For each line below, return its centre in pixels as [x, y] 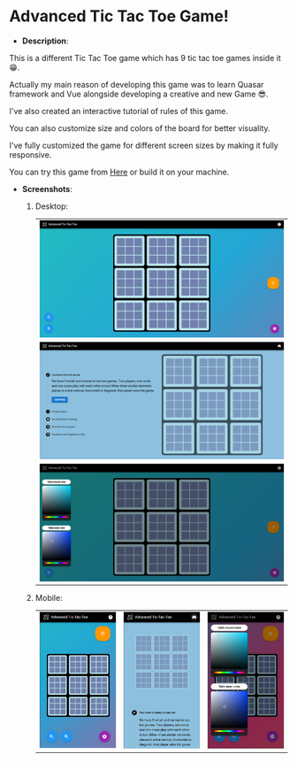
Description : [45, 41]
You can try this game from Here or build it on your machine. [119, 172]
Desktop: [52, 206]
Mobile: [49, 598]
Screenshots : [47, 189]
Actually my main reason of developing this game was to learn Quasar [137, 84]
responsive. [30, 154]
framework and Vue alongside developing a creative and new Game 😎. [139, 94]
